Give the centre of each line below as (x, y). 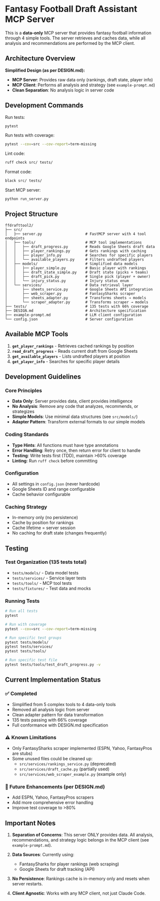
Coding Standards (27, 435)
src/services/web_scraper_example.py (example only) (73, 774)
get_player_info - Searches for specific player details (66, 361)
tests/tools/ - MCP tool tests (42, 583)
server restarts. (27, 883)
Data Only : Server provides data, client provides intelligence (72, 401)
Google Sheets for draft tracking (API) (57, 869)
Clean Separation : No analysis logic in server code (63, 90)
